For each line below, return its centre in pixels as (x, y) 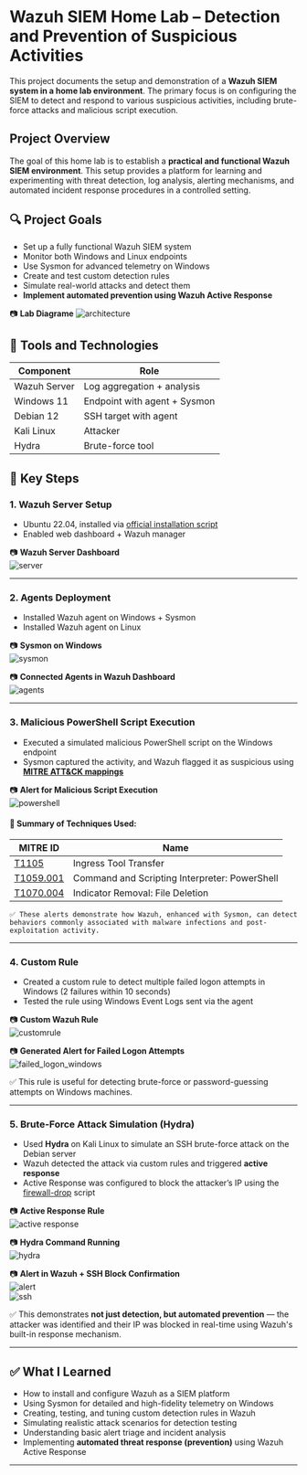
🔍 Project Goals (56, 220)
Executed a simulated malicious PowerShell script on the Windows (148, 742)
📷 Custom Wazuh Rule (54, 1020)
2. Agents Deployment (60, 598)
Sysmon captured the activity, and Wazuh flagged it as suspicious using (158, 761)
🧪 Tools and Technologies (84, 345)
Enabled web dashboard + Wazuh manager (104, 534)
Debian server (49, 1154)
